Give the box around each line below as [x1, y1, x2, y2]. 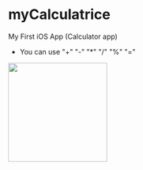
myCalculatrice [8, 6, 111, 24]
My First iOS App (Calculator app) [8, 32, 119, 41]
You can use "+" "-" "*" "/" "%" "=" [19, 47, 136, 56]
